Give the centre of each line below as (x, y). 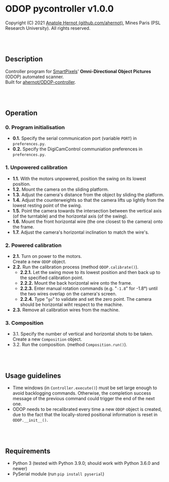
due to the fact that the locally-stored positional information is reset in (85, 415)
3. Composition (24, 323)
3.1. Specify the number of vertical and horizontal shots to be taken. (83, 334)
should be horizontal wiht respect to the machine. (72, 305)
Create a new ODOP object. (39, 262)
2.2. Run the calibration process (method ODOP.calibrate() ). (75, 267)
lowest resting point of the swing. (47, 205)
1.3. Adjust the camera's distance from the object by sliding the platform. (88, 194)
